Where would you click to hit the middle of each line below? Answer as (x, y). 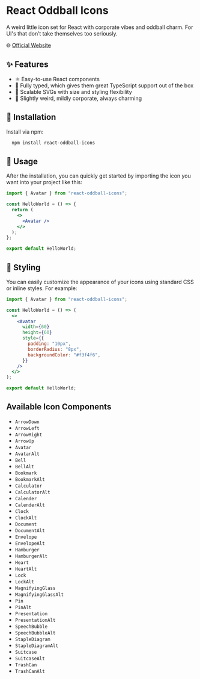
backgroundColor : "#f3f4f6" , (64, 355)
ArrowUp (24, 441)
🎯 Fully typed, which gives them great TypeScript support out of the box (104, 85)
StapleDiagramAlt (37, 646)
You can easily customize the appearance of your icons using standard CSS (100, 282)
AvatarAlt (27, 454)
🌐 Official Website (29, 45)
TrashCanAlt (30, 671)
